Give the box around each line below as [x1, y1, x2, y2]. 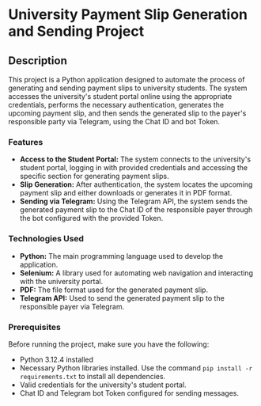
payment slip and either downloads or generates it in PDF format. [19, 188, 233, 198]
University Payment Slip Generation [8, 6, 248, 24]
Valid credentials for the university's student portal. [19, 380, 187, 389]
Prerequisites [8, 321, 61, 332]
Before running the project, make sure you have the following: [8, 339, 210, 349]
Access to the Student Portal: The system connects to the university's [19, 154, 252, 164]
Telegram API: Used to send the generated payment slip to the [19, 293, 225, 302]
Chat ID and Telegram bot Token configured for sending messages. [19, 388, 240, 397]
